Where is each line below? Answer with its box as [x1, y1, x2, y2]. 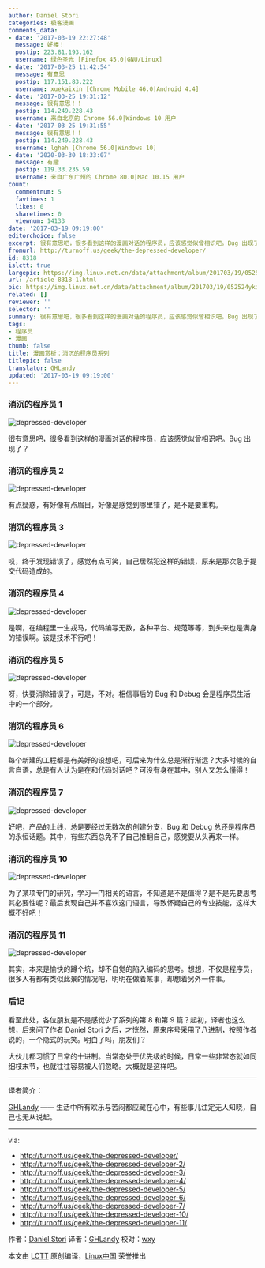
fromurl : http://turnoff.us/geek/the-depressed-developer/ [8, 246, 207, 254]
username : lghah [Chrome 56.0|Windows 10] [15, 144, 157, 152]
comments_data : [8, 26, 58, 34]
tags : [8, 320, 26, 328]
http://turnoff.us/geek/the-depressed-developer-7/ [19, 1202, 185, 1211]
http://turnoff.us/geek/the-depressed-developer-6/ [19, 1193, 186, 1202]
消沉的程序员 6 [8, 721, 65, 732]
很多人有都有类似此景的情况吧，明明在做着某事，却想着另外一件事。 [8, 974, 230, 984]
